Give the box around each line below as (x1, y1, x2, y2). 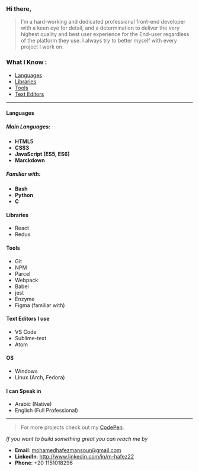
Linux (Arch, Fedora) (14, 373, 65, 380)
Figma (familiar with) (14, 301, 65, 309)
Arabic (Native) (14, 401, 52, 408)
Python (14, 192, 34, 199)
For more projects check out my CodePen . (20, 424, 124, 431)
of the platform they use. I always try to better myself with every (20, 37, 178, 44)
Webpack (14, 276, 38, 283)
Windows (14, 367, 38, 375)
